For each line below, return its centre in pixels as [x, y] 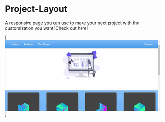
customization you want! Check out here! [47, 28]
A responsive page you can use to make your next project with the [72, 23]
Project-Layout [36, 9]
